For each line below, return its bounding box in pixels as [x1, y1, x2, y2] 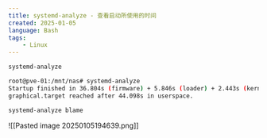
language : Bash [8, 26, 59, 34]
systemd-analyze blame [8, 106, 83, 114]
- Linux [22, 41, 48, 49]
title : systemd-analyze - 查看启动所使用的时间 [8, 11, 157, 20]
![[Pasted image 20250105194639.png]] [8, 121, 139, 130]
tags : [8, 33, 26, 42]
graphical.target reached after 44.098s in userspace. [8, 92, 194, 100]
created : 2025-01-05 [8, 19, 77, 27]
